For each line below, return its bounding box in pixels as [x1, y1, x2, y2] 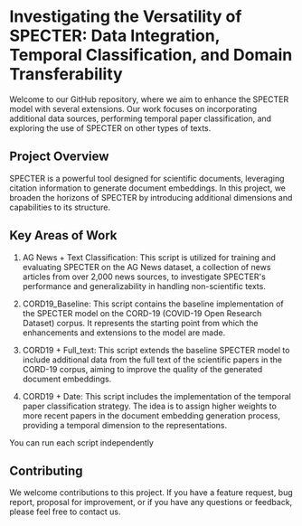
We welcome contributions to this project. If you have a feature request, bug [9, 487, 294, 498]
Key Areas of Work [9, 228, 118, 243]
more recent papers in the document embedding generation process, [22, 409, 281, 421]
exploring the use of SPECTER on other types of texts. [9, 122, 212, 133]
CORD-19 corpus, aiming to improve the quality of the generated [22, 363, 263, 374]
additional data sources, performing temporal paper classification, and [9, 113, 272, 124]
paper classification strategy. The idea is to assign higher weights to [22, 400, 278, 411]
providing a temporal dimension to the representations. [22, 419, 228, 430]
